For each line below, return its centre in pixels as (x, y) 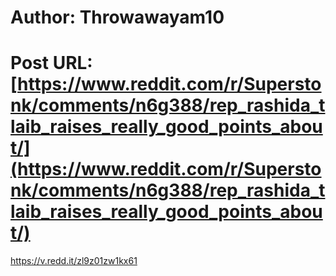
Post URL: (51, 63)
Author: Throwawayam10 (117, 17)
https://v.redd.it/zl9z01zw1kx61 (74, 261)
